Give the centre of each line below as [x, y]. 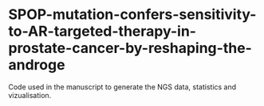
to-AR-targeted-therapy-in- [102, 31]
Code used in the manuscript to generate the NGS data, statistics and [122, 87]
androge [37, 65]
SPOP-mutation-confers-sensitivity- [132, 15]
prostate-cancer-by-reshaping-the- [130, 48]
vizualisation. [30, 95]
